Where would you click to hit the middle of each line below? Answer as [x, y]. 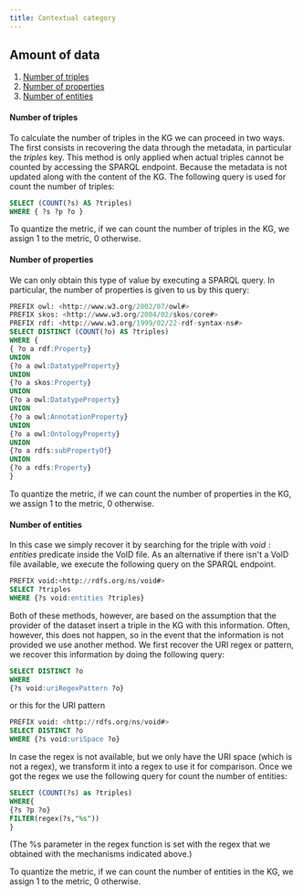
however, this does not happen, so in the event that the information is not [147, 635]
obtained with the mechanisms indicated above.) [101, 854]
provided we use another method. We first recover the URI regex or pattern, [151, 645]
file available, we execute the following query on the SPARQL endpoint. [143, 564]
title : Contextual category [63, 18]
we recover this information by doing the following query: [117, 654]
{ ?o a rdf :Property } [51, 348]
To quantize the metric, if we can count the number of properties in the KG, [151, 494]
